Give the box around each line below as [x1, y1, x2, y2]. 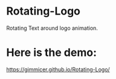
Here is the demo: [6, 46, 97, 60]
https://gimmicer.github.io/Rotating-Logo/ [6, 66, 110, 73]
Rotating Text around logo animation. [6, 24, 98, 32]
